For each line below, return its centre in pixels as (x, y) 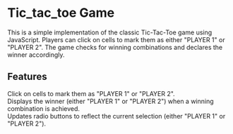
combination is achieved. (43, 108)
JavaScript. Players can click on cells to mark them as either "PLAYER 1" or (116, 39)
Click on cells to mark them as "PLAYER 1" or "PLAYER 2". (91, 93)
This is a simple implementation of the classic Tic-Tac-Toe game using (110, 32)
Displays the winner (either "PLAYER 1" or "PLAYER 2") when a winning (110, 101)
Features (27, 77)
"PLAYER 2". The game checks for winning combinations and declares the (115, 47)
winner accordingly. (36, 55)
